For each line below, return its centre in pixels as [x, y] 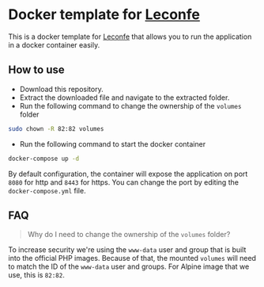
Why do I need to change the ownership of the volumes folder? [129, 235]
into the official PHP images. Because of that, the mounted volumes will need [132, 258]
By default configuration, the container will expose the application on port [128, 174]
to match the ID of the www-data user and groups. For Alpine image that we [129, 266]
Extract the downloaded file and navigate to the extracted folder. [124, 98]
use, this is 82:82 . [36, 275]
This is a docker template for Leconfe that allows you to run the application [130, 36]
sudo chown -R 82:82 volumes [56, 128]
